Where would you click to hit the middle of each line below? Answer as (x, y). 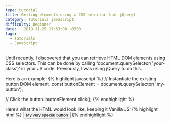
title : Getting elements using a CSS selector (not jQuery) (71, 15)
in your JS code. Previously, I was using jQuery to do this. (82, 68)
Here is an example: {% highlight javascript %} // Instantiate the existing (81, 78)
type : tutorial (21, 10)
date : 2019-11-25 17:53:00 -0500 (43, 29)
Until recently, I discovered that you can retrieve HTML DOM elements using (85, 58)
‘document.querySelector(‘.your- (131, 63)
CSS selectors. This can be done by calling (51, 63)
